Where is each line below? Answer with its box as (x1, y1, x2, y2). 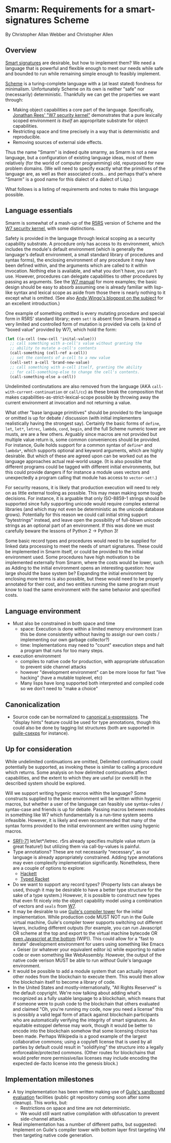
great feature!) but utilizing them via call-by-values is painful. (12, 843, 141, 849)
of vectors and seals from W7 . (12, 903, 76, 909)
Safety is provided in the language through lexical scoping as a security (5, 235, 155, 241)
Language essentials (5, 206, 73, 215)
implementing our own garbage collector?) (20, 637, 110, 643)
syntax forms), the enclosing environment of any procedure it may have (5, 257, 155, 263)
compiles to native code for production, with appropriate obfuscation (20, 659, 165, 665)
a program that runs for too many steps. (20, 647, 104, 654)
